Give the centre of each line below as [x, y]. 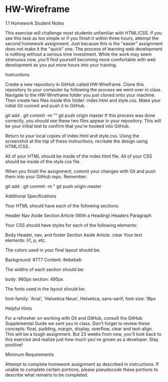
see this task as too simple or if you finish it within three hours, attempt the [82, 38]
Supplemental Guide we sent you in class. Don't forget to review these [77, 323]
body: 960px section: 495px [34, 279]
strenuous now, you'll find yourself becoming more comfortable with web [80, 59]
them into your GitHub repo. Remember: [46, 176]
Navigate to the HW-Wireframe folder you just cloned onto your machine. [80, 95]
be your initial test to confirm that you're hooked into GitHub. [67, 126]
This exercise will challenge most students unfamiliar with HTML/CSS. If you [84, 33]
